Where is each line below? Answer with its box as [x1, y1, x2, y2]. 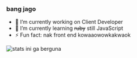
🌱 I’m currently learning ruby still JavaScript [14, 25, 123, 32]
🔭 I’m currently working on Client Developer [14, 19, 123, 26]
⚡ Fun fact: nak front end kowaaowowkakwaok [14, 32, 131, 39]
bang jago [6, 5, 36, 13]
